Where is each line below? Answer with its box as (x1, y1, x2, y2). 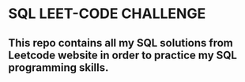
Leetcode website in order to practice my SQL (8, 48, 237, 61)
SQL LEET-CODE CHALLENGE (8, 5, 206, 23)
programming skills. (8, 61, 109, 74)
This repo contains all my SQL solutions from (8, 36, 233, 50)
